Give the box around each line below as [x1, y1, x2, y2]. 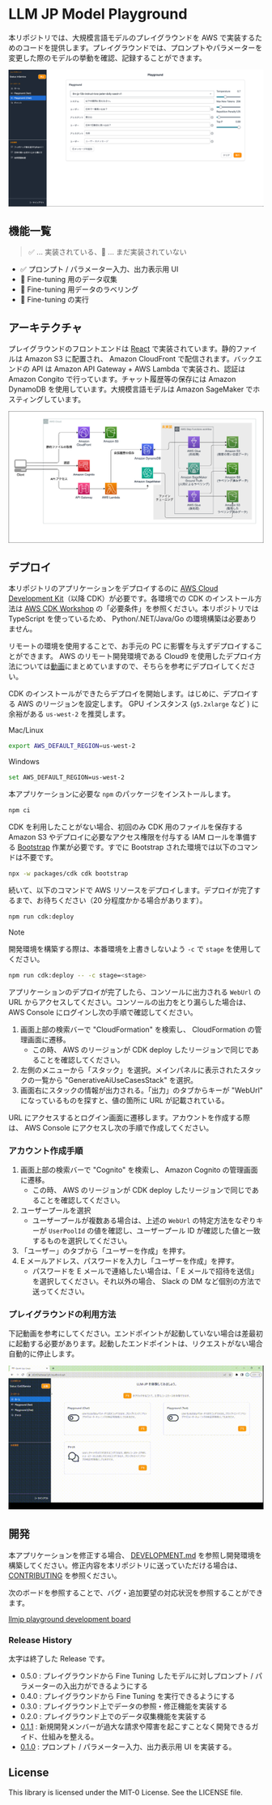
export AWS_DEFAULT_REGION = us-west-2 [8, 742, 136, 751]
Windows [8, 757, 40, 767]
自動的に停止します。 [8, 1349, 79, 1358]
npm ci [8, 806, 31, 815]
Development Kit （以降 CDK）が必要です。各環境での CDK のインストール [8, 593, 255, 604]
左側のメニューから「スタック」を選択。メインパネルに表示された [19, 1065, 240, 1075]
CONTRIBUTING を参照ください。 [8, 1570, 121, 1580]
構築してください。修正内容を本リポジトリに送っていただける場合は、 [8, 1560, 242, 1570]
